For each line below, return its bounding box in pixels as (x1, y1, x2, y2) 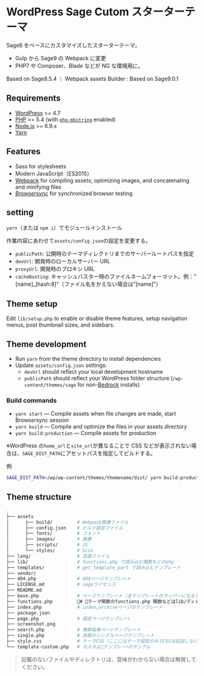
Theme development (6, 339, 87, 349)
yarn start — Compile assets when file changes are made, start (15, 410, 176, 418)
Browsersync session (15, 416, 69, 424)
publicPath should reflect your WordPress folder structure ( (24, 375, 173, 382)
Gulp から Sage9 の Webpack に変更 (15, 54, 106, 62)
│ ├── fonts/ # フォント (6, 530, 101, 536)
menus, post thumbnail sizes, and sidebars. (6, 321, 115, 329)
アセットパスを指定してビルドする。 (66, 450, 156, 457)
